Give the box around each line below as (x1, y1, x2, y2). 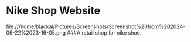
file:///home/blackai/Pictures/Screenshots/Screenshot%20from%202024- (6, 23, 186, 30)
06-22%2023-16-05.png (6, 29, 66, 36)
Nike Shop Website (6, 4, 101, 17)
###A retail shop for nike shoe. (67, 29, 142, 36)
